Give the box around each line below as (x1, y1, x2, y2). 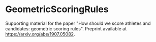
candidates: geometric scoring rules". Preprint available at (5, 25, 127, 31)
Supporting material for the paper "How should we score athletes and (5, 20, 151, 26)
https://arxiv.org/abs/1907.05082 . (5, 31, 75, 37)
